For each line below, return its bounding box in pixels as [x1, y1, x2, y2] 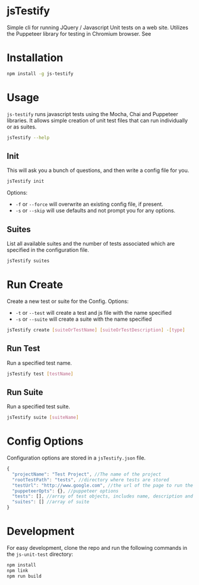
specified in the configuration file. [7, 246, 90, 254]
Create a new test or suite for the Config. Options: [7, 298, 129, 305]
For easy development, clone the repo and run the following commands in [7, 545, 188, 551]
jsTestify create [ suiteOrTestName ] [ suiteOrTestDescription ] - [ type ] [7, 327, 185, 333]
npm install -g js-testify [7, 70, 74, 77]
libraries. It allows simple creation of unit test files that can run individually [7, 117, 188, 124]
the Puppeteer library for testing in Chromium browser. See [7, 30, 151, 37]
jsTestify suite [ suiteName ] [7, 415, 79, 421]
